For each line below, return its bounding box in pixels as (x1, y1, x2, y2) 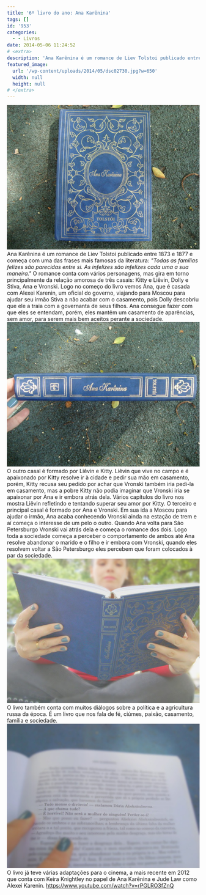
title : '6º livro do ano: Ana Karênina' (7, 10, 112, 16)
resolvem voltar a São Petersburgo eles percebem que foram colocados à (7, 545, 193, 553)
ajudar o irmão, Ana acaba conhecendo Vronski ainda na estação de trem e (7, 513, 197, 520)
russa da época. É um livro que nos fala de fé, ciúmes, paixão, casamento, (7, 710, 194, 718)
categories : (7, 29, 37, 35)
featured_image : (7, 61, 48, 67)
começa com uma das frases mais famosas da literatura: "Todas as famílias (7, 257, 198, 264)
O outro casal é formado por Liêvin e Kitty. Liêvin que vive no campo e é (7, 468, 189, 475)
